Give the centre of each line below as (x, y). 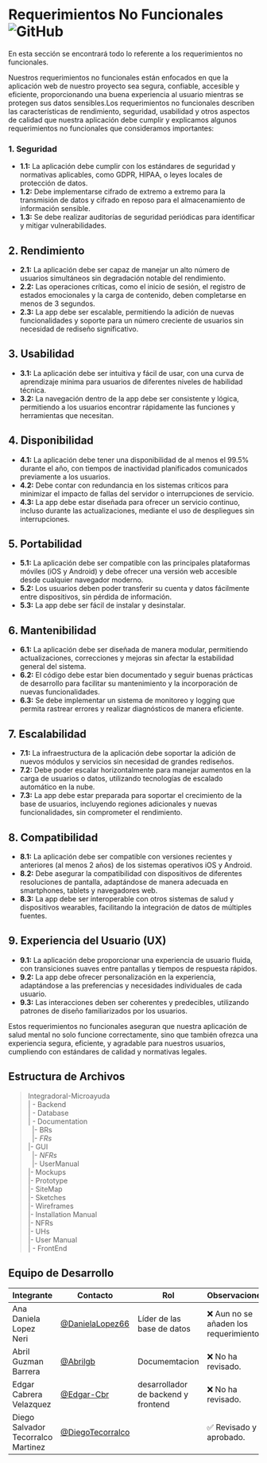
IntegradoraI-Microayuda (69, 1096)
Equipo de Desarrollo (61, 1273)
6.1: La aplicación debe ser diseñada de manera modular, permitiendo (134, 650)
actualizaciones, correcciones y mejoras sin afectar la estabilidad (127, 658)
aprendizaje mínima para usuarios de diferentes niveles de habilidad (131, 381)
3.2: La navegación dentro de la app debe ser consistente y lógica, (130, 398)
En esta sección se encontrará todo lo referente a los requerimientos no (126, 53)
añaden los (227, 1324)
